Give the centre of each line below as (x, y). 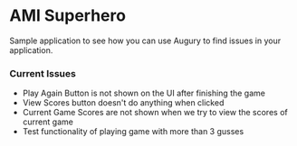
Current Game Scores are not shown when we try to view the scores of (155, 113)
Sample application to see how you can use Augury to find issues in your (145, 41)
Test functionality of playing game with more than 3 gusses (133, 132)
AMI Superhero (68, 16)
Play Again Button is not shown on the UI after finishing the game (144, 93)
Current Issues (43, 73)
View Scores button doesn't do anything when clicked (123, 103)
